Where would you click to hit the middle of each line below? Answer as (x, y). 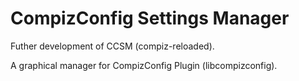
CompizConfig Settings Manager (150, 18)
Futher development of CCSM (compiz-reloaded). (112, 46)
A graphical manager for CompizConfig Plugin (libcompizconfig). (144, 65)
